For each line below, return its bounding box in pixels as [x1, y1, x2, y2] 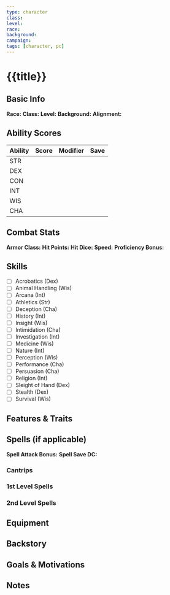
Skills [6, 261, 28, 272]
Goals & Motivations [6, 559, 85, 570]
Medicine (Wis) [15, 340, 54, 347]
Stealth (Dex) [15, 388, 49, 396]
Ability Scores [6, 128, 62, 139]
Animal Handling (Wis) [15, 285, 72, 292]
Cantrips [6, 466, 33, 474]
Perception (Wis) [15, 354, 58, 361]
